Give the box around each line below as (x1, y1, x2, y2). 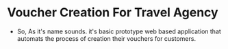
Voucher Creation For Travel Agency (7, 5, 218, 20)
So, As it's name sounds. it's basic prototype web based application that (16, 27, 221, 35)
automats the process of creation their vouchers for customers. (16, 34, 197, 42)
